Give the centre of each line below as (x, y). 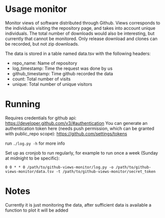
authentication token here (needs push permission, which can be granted (80, 128)
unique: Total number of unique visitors (52, 84)
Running (23, 104)
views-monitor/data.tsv (30, 171)
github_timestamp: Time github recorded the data (63, 73)
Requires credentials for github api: (41, 118)
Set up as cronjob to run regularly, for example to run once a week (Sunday (82, 153)
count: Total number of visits (41, 79)
